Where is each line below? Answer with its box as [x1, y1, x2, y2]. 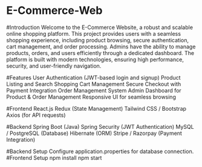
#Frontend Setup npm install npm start [6, 154, 102, 161]
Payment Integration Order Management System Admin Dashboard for [6, 87, 181, 94]
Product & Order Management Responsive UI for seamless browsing [6, 93, 177, 100]
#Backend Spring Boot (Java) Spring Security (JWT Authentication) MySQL [6, 123, 195, 130]
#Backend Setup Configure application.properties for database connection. [6, 148, 194, 155]
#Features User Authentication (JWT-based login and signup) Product [6, 74, 181, 81]
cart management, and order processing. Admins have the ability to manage [6, 43, 196, 50]
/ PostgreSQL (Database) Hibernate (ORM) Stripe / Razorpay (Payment [6, 129, 183, 137]
